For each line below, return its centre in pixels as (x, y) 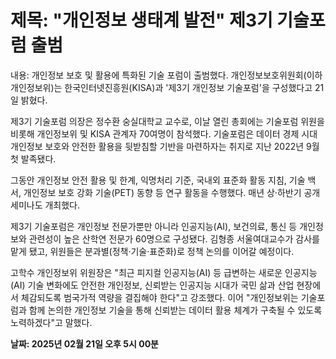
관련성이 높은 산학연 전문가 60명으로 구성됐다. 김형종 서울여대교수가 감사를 (174, 238)
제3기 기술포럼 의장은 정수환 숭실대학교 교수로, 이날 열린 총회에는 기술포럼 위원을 (167, 121)
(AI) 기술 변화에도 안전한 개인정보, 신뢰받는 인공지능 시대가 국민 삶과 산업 (152, 285)
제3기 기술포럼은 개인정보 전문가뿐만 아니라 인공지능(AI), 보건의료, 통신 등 (154, 226)
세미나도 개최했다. (45, 205)
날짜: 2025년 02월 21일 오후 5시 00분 (84, 343)
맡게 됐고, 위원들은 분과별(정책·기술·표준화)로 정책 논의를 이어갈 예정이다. (152, 251)
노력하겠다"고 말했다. (51, 322)
